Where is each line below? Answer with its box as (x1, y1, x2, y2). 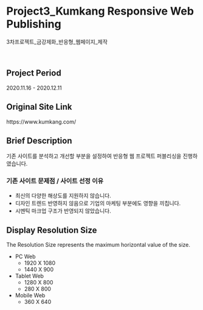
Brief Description (6, 135, 72, 146)
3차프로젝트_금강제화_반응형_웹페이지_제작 (6, 38, 108, 45)
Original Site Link (6, 102, 72, 112)
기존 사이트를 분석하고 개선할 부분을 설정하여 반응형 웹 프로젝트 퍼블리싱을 (6, 152, 182, 160)
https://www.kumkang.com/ (6, 118, 77, 125)
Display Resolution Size (6, 225, 97, 236)
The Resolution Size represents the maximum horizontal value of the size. (6, 241, 190, 248)
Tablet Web (15, 272, 44, 280)
